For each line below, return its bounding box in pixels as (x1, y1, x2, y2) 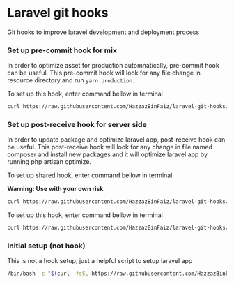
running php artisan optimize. (7, 158, 92, 166)
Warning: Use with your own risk (7, 185, 104, 193)
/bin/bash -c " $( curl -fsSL (7, 270, 89, 277)
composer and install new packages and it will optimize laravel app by (7, 150, 208, 158)
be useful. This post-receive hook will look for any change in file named (7, 143, 212, 151)
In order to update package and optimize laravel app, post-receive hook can (7, 135, 226, 144)
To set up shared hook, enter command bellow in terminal (7, 171, 173, 179)
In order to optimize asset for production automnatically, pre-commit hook (7, 61, 219, 70)
